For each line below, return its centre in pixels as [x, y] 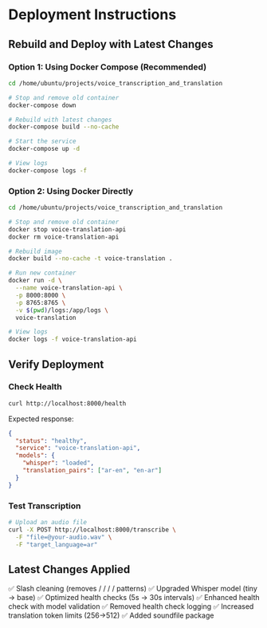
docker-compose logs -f [48, 170]
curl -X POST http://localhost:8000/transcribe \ [92, 529]
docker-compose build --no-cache [64, 127]
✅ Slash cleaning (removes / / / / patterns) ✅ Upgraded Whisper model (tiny [133, 589]
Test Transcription [45, 506]
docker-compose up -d [44, 149]
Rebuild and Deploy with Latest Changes [111, 44]
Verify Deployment [56, 364]
